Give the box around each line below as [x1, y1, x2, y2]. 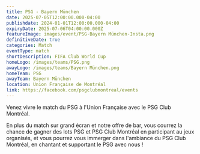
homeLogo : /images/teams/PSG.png [6, 59, 90, 65]
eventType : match [6, 48, 50, 54]
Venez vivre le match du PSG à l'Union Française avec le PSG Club [6, 103, 171, 111]
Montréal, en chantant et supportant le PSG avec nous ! [6, 141, 144, 148]
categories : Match [6, 43, 52, 49]
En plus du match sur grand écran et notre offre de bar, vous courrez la [6, 122, 183, 129]
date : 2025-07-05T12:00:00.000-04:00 [6, 14, 101, 20]
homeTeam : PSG [6, 70, 42, 76]
